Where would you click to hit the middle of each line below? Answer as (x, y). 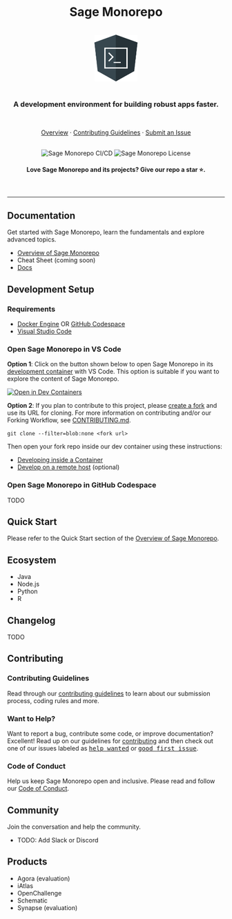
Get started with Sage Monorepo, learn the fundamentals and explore (106, 233)
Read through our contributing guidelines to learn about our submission (109, 693)
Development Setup (51, 289)
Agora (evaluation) (43, 878)
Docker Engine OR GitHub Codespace (71, 324)
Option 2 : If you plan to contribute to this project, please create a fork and (112, 406)
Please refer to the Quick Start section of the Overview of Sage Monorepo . (113, 538)
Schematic (32, 900)
